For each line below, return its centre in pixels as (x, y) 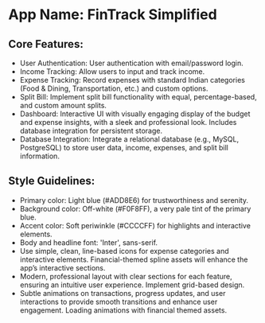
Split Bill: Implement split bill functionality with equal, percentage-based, (138, 97)
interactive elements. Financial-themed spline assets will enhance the (134, 259)
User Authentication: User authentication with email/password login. (132, 63)
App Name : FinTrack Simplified (113, 15)
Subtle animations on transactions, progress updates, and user (123, 293)
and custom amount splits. (63, 105)
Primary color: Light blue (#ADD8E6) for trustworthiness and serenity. (134, 200)
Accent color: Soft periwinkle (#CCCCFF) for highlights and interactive (135, 225)
